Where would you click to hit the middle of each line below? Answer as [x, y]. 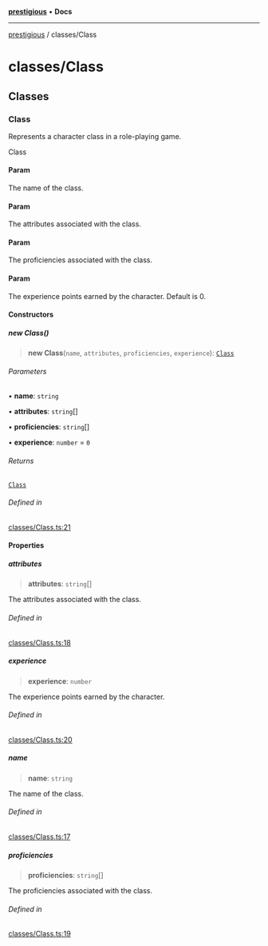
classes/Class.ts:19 [40, 934]
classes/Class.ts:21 [40, 527]
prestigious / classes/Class [53, 34]
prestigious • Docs [40, 12]
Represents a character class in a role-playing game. [95, 136]
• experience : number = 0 [49, 442]
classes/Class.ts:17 [39, 836]
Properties [26, 545]
